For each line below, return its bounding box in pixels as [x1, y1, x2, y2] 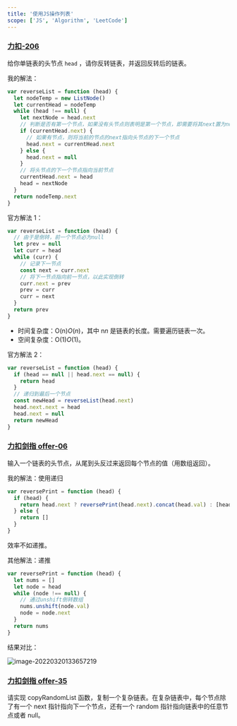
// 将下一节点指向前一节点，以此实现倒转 [20, 273, 125, 280]
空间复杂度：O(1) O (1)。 [17, 335, 85, 343]
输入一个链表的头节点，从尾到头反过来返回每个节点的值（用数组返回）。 [7, 458, 214, 467]
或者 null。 [13, 711, 44, 720]
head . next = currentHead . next [25, 141, 115, 148]
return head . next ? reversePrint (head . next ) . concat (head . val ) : [20, 501, 213, 508]
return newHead [13, 417, 59, 424]
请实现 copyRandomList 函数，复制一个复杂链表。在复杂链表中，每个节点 [7, 694, 221, 702]
